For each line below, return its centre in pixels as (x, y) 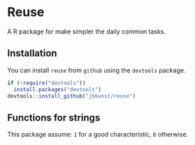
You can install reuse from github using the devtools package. (96, 70)
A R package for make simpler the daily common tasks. (87, 31)
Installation (32, 53)
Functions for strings (54, 117)
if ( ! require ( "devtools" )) (46, 83)
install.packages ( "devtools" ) (57, 89)
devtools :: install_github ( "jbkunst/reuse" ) (72, 96)
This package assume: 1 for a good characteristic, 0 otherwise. (98, 135)
